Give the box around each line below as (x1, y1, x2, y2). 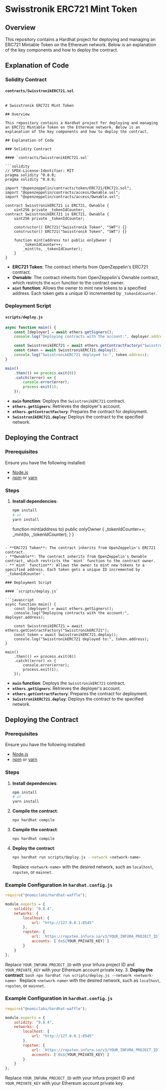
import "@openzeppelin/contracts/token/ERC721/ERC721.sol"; (5, 185, 132, 191)
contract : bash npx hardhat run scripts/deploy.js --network (5, 972, 132, 978)
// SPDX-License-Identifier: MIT (5, 168, 74, 173)
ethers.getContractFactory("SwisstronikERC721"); (5, 628, 110, 633)
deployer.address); (5, 615, 45, 620)
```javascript (5, 597, 35, 602)
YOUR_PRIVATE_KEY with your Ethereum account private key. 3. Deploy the (5, 967, 153, 973)
